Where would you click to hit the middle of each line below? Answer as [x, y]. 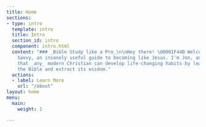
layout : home [23, 92]
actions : [23, 75]
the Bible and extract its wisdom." [64, 69]
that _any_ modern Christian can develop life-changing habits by [104, 63]
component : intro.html [41, 47]
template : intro [32, 29]
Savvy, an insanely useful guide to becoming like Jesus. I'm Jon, [105, 58]
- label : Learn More [38, 80]
